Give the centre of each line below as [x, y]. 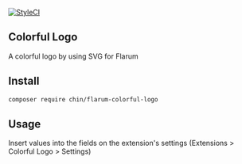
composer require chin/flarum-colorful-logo [83, 99]
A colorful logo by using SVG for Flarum [73, 56]
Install [24, 81]
